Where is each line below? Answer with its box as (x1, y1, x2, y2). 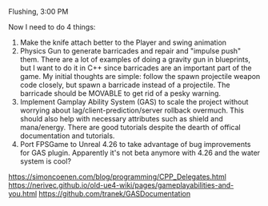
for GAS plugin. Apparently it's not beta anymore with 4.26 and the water (19, 148, 261, 157)
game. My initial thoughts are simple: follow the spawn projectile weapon (19, 72, 261, 81)
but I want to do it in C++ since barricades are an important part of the (19, 63, 252, 73)
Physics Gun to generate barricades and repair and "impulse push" (19, 46, 242, 55)
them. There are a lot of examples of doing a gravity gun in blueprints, (19, 55, 250, 64)
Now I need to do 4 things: (8, 22, 96, 31)
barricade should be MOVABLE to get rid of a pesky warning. (19, 89, 222, 98)
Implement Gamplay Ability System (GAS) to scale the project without (19, 97, 249, 106)
